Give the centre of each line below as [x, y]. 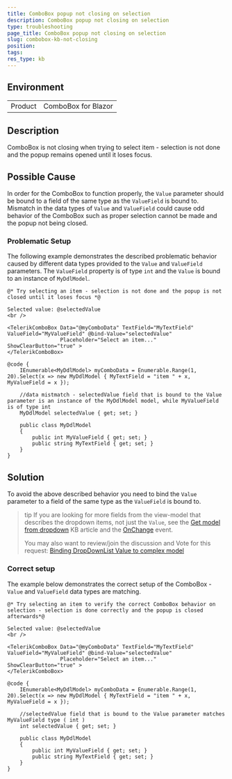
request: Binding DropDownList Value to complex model [104, 550]
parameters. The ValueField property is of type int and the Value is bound [114, 271]
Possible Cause [42, 177]
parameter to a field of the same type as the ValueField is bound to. [104, 502]
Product [24, 106]
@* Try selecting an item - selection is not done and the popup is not [115, 291]
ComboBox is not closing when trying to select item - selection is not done [114, 148]
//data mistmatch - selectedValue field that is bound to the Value [121, 395]
